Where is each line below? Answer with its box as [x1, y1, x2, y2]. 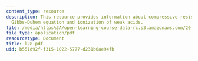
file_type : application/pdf [6, 30, 75, 36]
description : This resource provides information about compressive [6, 14, 178, 20]
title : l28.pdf [6, 41, 44, 47]
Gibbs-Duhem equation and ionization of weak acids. [11, 19, 144, 25]
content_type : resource [6, 8, 65, 15]
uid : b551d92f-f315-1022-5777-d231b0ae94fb [6, 46, 115, 52]
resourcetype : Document [6, 35, 65, 41]
